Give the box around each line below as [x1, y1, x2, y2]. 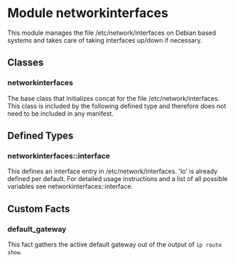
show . [7, 248, 23, 256]
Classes [7, 57, 44, 69]
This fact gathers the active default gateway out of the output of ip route [7, 240, 222, 249]
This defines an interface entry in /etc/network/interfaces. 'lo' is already [7, 167, 218, 175]
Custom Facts [7, 202, 70, 214]
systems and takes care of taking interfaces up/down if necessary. [7, 36, 202, 44]
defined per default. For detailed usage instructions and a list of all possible [7, 175, 229, 183]
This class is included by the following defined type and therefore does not [7, 102, 226, 110]
